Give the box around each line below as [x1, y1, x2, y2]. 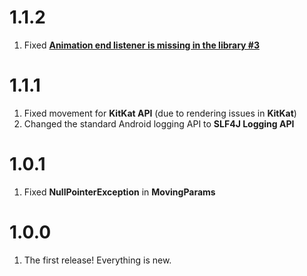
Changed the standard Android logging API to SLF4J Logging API [23, 117, 295, 130]
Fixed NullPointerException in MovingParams [23, 186, 216, 198]
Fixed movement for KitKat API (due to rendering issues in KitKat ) [23, 107, 297, 119]
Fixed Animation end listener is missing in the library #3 [23, 39, 260, 51]
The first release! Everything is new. [23, 254, 172, 266]
